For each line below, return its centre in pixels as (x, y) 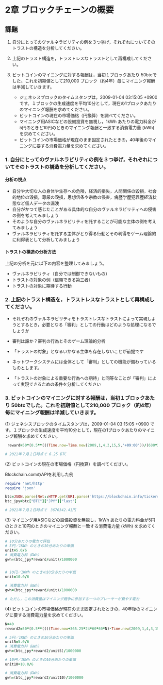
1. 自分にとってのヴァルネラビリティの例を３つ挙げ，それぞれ (76, 159)
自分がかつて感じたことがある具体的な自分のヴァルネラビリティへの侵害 (84, 209)
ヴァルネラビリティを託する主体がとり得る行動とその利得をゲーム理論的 (84, 234)
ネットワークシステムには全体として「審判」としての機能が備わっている (84, 361)
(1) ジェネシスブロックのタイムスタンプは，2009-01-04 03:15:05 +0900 (77, 424)
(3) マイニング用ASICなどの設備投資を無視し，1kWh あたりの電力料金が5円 (80, 520)
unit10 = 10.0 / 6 (19, 664)
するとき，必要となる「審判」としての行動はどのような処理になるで (89, 325)
